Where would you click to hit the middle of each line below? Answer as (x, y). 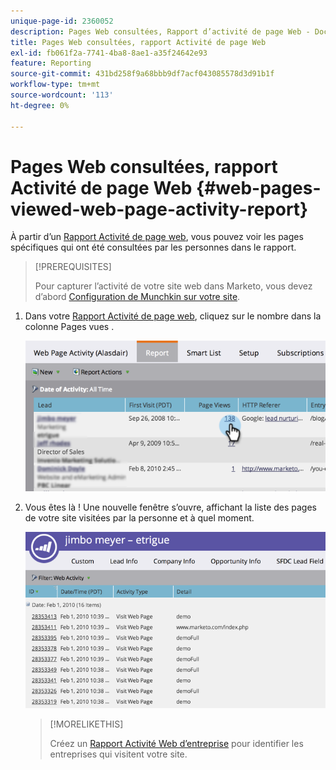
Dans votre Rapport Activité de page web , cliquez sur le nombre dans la (173, 316)
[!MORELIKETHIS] (86, 724)
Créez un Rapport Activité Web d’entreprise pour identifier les (176, 744)
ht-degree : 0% (40, 105)
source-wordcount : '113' (62, 95)
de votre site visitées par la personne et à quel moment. (139, 517)
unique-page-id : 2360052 (62, 21)
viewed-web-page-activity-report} (159, 209)
